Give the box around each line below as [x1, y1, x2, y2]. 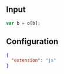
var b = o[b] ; [6, 20, 41, 26]
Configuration [6, 36, 59, 46]
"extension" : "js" [11, 58, 57, 63]
